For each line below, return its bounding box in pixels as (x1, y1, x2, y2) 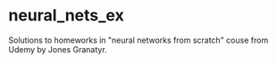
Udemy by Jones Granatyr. (8, 44, 108, 54)
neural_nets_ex (8, 5, 124, 26)
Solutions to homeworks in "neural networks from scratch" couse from (8, 35, 269, 45)
